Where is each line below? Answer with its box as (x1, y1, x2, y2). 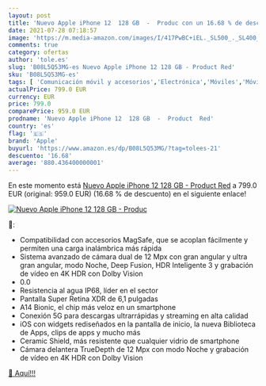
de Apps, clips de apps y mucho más (19, 328, 141, 338)
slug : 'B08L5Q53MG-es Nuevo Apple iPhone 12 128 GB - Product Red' (8, 63, 236, 71)
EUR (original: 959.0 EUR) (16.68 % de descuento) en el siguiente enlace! (8, 189, 247, 199)
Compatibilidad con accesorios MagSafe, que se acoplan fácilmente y (19, 235, 249, 245)
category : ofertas (8, 48, 69, 56)
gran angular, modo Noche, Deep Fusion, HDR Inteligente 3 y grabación (19, 261, 253, 270)
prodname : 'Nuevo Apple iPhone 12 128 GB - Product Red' (8, 115, 215, 123)
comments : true (8, 41, 59, 49)
